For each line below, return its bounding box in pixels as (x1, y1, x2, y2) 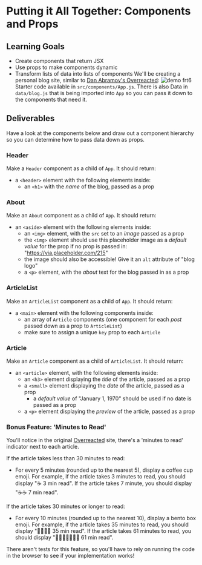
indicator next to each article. (6, 443, 80, 451)
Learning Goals (6, 41, 65, 51)
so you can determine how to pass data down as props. (6, 136, 145, 143)
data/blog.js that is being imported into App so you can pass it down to (15, 90, 193, 96)
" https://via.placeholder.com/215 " (24, 249, 108, 257)
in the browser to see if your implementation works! (6, 552, 135, 560)
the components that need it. (15, 96, 88, 103)
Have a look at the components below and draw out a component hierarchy (6, 129, 194, 137)
